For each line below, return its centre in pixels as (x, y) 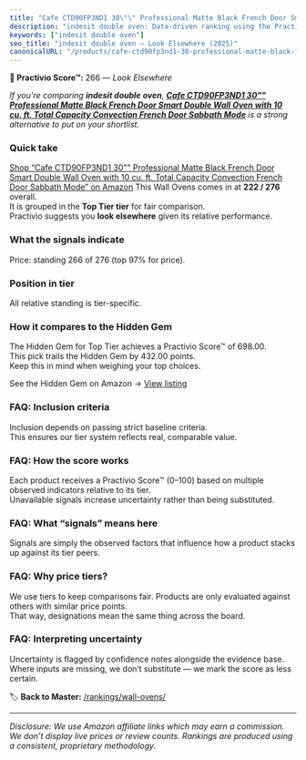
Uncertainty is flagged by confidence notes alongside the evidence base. (147, 659)
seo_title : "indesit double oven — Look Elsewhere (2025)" (124, 43)
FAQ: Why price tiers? (59, 577)
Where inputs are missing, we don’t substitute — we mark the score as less (150, 668)
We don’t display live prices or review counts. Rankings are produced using (151, 735)
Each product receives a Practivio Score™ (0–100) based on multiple (137, 480)
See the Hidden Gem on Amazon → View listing (98, 384)
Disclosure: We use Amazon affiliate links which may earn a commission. (147, 726)
